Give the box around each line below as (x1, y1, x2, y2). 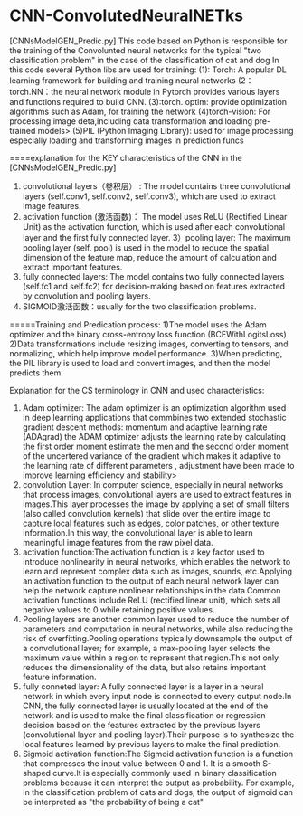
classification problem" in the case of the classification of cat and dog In (9, 54, 279, 65)
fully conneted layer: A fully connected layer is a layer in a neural (22, 680, 264, 692)
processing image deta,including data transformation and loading (9, 115, 253, 127)
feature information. (22, 671, 97, 682)
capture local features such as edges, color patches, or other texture (22, 517, 279, 528)
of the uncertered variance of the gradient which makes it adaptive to (22, 450, 282, 461)
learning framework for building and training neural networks (9, 74, 237, 86)
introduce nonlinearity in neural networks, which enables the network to (22, 555, 291, 566)
